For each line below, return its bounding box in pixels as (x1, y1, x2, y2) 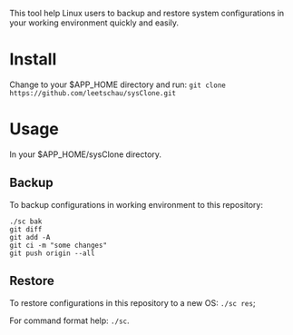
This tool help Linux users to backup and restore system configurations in (9, 8, 285, 18)
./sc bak (9, 217, 43, 226)
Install (9, 49, 57, 70)
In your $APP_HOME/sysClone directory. (9, 149, 161, 160)
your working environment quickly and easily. (9, 17, 180, 28)
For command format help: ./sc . (9, 315, 130, 326)
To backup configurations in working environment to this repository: (9, 199, 264, 210)
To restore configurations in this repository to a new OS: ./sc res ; (9, 297, 256, 308)
